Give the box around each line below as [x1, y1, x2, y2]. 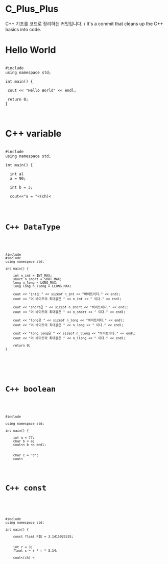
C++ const [5, 483, 47, 493]
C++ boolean [5, 384, 56, 394]
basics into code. [5, 26, 42, 32]
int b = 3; [10, 185, 33, 190]
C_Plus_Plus [5, 3, 59, 15]
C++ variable [5, 128, 62, 139]
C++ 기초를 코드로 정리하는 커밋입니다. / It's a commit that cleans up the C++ [5, 20, 163, 27]
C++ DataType [5, 223, 60, 232]
